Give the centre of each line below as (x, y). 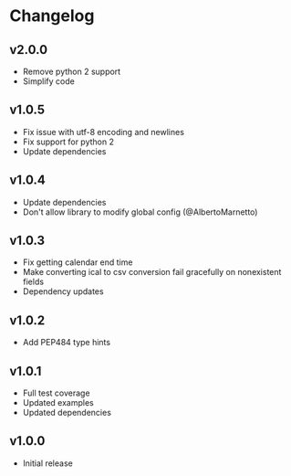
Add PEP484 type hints (67, 343)
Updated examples (58, 403)
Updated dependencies (67, 413)
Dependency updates (63, 291)
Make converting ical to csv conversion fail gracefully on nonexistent (152, 272)
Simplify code (48, 81)
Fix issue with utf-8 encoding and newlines (104, 132)
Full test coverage (56, 393)
